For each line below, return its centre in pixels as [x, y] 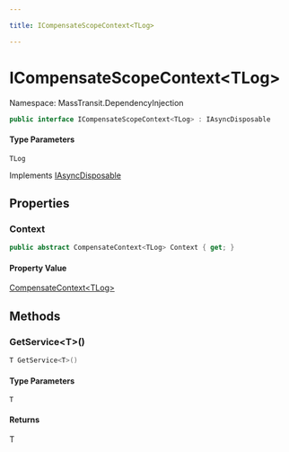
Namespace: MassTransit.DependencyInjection [96, 102]
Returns [25, 420]
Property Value [38, 268]
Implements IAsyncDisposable [65, 175]
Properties [39, 204]
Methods [35, 316]
